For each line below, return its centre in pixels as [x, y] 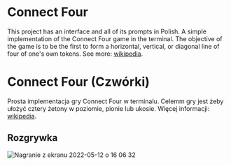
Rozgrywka [33, 138]
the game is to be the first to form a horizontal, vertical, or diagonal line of [113, 46]
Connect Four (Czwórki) [79, 82]
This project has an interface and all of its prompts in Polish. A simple [107, 31]
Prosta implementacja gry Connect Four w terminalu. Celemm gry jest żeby [115, 101]
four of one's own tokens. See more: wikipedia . [75, 54]
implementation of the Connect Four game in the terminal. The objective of [115, 38]
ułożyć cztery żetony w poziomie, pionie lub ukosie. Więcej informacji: [108, 108]
